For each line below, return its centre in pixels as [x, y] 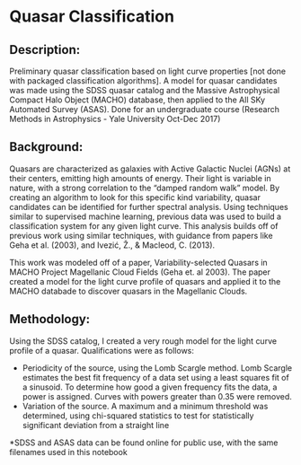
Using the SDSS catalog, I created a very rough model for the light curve [143, 341]
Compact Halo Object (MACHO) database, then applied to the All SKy [137, 100]
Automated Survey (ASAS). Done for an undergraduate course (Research [145, 109]
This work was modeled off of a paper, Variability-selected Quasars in [138, 262]
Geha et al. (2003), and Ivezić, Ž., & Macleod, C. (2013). [112, 245]
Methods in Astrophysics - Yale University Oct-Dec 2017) [115, 119]
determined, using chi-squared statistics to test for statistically [138, 416]
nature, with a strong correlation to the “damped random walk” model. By [145, 188]
